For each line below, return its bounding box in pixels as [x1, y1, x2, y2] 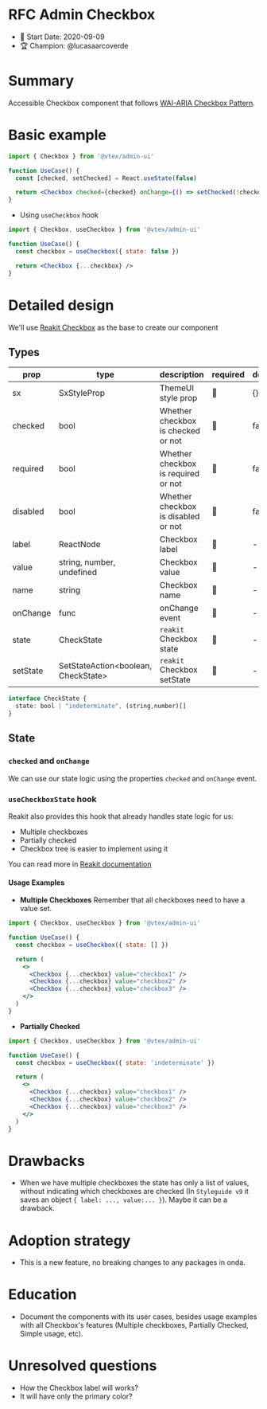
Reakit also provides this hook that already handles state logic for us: [8, 811, 234, 821]
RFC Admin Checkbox [8, 6, 156, 24]
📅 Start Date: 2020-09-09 [19, 32, 105, 41]
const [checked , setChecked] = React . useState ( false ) [15, 174, 197, 182]
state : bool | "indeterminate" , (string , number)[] [15, 703, 187, 710]
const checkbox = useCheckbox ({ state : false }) [15, 247, 180, 256]
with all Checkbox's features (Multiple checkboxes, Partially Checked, [19, 1321, 249, 1330]
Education [8, 1286, 77, 1304]
